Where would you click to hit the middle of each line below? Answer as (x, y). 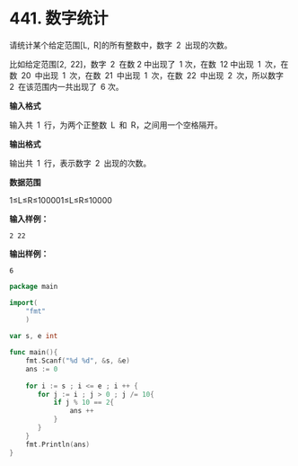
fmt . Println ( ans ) (58, 444)
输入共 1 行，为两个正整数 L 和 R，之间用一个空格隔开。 (116, 125)
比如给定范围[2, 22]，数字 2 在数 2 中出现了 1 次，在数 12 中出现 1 (136, 64)
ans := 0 (42, 369)
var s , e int (34, 336)
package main (34, 286)
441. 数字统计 (59, 18)
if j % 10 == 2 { (84, 403)
